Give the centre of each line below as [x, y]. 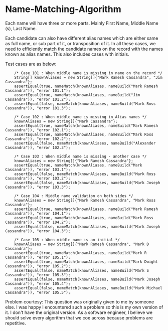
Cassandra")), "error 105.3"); [38, 275]
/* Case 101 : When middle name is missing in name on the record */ [89, 73]
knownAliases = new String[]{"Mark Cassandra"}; [66, 121]
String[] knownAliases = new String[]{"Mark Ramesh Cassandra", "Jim [89, 77]
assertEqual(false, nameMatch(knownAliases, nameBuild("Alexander [85, 143]
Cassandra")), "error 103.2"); [38, 178]
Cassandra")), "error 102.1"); [38, 130]
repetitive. [16, 323]
